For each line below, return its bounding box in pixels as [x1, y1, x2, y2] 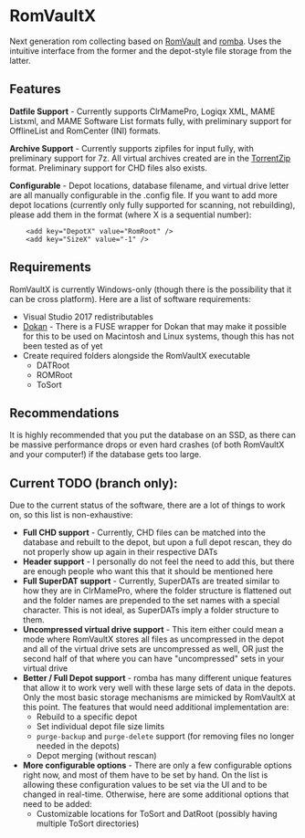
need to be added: [22, 799, 93, 810]
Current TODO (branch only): [9, 476, 178, 491]
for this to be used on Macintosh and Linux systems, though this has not [22, 330, 295, 341]
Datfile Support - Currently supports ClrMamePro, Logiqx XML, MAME [9, 106, 276, 117]
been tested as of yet [22, 340, 103, 351]
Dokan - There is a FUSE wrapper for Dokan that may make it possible [22, 320, 288, 331]
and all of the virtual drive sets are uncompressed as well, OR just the [22, 644, 284, 655]
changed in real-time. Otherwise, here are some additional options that [22, 789, 289, 800]
